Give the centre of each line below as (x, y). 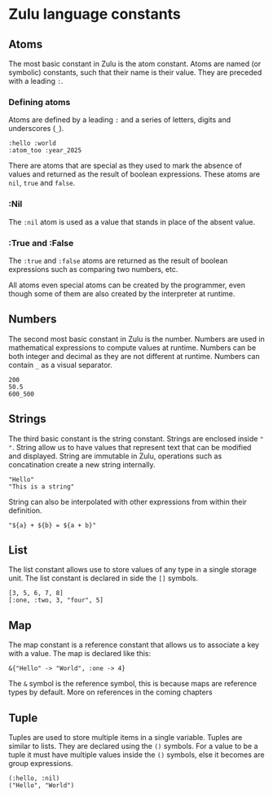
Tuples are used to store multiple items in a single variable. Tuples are (125, 737)
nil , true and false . (42, 183)
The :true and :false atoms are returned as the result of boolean (118, 261)
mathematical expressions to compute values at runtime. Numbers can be (132, 348)
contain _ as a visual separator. (60, 365)
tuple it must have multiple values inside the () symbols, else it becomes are (136, 755)
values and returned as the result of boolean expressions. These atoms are (134, 174)
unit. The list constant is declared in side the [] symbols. (103, 578)
